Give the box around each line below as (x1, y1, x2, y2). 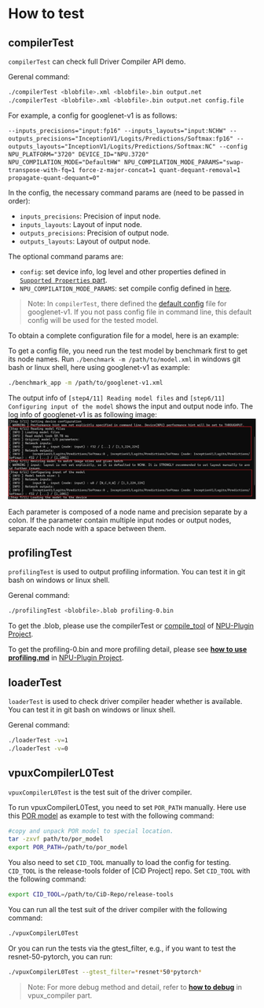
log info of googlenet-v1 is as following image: (8, 409, 157, 419)
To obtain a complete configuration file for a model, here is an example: (8, 331, 240, 340)
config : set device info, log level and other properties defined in (19, 266, 226, 276)
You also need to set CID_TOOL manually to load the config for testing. (8, 858, 232, 867)
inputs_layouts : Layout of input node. (19, 219, 143, 229)
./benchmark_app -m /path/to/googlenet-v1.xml (8, 379, 163, 387)
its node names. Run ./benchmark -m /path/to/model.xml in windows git (8, 354, 241, 364)
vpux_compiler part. (27, 991, 93, 1000)
